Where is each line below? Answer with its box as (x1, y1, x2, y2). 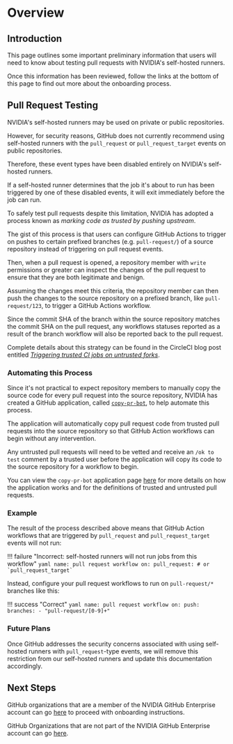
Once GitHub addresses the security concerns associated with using (7, 640, 204, 648)
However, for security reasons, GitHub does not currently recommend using (7, 131, 225, 140)
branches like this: (7, 587, 60, 595)
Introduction (7, 33, 63, 45)
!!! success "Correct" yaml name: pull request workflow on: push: (7, 600, 200, 609)
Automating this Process (7, 368, 93, 378)
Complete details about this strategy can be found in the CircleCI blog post (7, 343, 221, 351)
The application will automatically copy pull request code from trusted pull (7, 419, 220, 428)
